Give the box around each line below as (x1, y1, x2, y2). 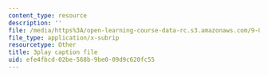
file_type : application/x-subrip (8, 33, 120, 42)
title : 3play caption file (8, 48, 98, 56)
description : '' (8, 19, 62, 27)
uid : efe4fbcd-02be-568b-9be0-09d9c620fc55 (8, 56, 156, 64)
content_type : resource (8, 11, 88, 20)
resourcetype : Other (8, 41, 77, 49)
